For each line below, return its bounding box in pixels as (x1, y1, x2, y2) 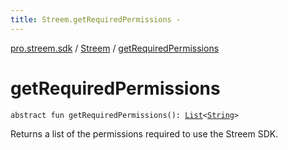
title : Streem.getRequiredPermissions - (10, 14, 182, 25)
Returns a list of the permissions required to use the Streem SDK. (10, 127, 279, 140)
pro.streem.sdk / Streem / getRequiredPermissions (10, 42, 220, 54)
